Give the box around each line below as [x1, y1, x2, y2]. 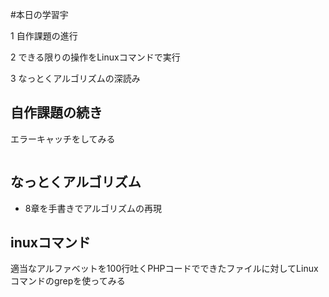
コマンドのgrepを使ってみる [10, 275, 126, 287]
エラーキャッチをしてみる [10, 133, 116, 145]
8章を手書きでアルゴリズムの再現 [24, 202, 163, 214]
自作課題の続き [10, 104, 103, 122]
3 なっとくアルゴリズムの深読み [10, 73, 141, 84]
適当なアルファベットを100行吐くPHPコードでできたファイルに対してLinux [10, 263, 319, 275]
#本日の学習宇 [10, 9, 69, 20]
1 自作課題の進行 [10, 30, 78, 42]
